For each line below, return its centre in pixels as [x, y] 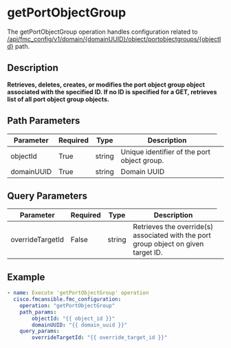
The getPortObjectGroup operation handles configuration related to [102, 32]
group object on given [168, 244]
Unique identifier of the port [166, 151]
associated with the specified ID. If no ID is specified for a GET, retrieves [112, 91]
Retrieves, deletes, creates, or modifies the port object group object [106, 85]
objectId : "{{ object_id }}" [74, 318]
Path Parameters [44, 121]
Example [26, 277]
